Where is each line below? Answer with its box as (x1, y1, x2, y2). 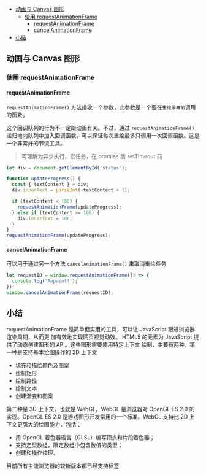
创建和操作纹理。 (15, 449, 59, 456)
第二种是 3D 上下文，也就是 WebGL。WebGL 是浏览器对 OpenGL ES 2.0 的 (6, 405, 195, 412)
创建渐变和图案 (15, 392, 53, 400)
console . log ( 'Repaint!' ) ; (12, 278, 78, 284)
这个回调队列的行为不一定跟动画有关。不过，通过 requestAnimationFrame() (6, 124, 195, 131)
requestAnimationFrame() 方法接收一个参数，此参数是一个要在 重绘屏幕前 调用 (6, 103, 196, 110)
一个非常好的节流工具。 (6, 139, 66, 147)
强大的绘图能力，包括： (22, 420, 82, 428)
